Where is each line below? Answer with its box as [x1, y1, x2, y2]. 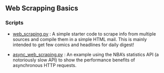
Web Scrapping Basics [5, 4, 79, 13]
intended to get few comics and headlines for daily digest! [12, 42, 135, 48]
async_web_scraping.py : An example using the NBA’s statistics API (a [12, 51, 159, 57]
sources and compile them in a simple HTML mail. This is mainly [12, 36, 147, 42]
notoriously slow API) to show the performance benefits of [12, 57, 136, 63]
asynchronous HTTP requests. [12, 62, 77, 68]
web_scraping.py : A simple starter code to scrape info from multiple [12, 30, 156, 37]
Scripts [5, 19, 24, 26]
